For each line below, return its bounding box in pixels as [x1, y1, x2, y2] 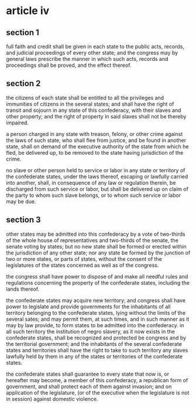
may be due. [6, 198, 36, 205]
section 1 [6, 28, 39, 38]
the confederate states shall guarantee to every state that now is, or [6, 370, 170, 378]
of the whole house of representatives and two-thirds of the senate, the [6, 236, 178, 244]
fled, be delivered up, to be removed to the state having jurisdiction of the [6, 149, 184, 156]
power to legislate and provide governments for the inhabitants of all [6, 303, 171, 310]
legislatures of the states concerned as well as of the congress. [6, 261, 159, 268]
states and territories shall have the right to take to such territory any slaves [6, 346, 188, 353]
